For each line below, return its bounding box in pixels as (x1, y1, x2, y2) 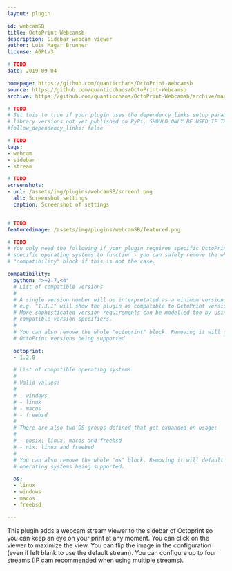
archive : (7, 93, 32, 100)
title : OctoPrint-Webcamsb (7, 29, 85, 36)
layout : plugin (7, 10, 51, 17)
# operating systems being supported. (13, 463, 126, 470)
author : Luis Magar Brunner (7, 42, 88, 49)
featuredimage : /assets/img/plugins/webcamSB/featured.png (7, 226, 181, 233)
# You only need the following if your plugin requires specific (7, 245, 199, 252)
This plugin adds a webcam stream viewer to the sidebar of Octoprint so (7, 526, 213, 534)
